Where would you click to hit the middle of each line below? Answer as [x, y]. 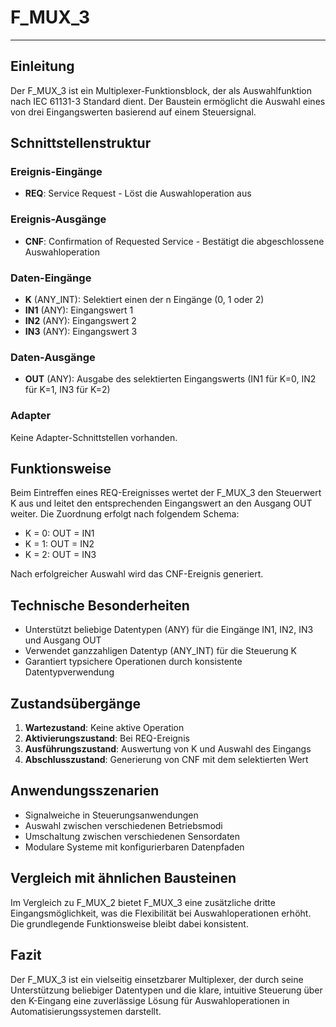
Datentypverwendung [69, 672]
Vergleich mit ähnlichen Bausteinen [123, 878]
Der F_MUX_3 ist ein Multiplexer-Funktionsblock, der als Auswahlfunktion [161, 90]
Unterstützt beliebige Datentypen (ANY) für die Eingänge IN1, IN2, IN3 [169, 630]
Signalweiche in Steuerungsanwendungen [111, 815]
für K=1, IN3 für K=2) [67, 390]
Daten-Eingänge [51, 278]
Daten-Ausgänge [53, 357]
